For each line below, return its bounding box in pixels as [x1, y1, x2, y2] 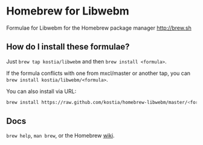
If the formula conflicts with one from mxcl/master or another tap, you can [6, 69, 191, 77]
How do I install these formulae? [6, 42, 130, 52]
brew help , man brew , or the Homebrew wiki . [6, 132, 115, 140]
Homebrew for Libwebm [6, 4, 130, 18]
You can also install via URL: [6, 88, 77, 95]
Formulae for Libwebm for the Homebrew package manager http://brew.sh [6, 24, 192, 31]
